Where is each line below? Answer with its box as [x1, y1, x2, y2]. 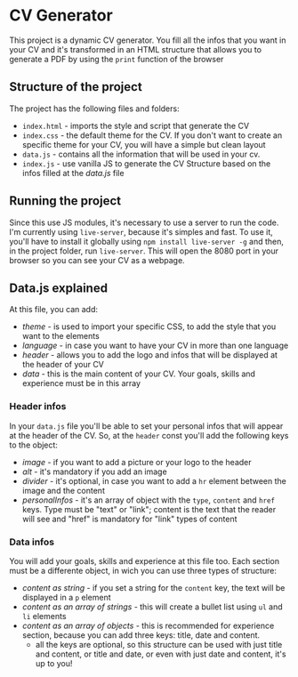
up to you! [35, 657, 73, 668]
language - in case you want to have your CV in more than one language [21, 340, 289, 351]
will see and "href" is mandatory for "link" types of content [21, 513, 238, 524]
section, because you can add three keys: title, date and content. [21, 629, 261, 641]
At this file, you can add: [9, 304, 99, 315]
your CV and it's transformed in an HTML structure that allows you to [9, 44, 262, 54]
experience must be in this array [21, 378, 141, 389]
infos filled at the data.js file [21, 167, 125, 178]
